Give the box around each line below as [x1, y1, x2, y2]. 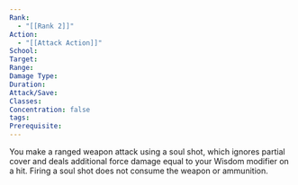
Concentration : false [9, 105, 91, 114]
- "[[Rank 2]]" [17, 22, 75, 31]
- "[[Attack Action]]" [17, 38, 103, 48]
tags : [9, 113, 30, 122]
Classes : [9, 96, 42, 106]
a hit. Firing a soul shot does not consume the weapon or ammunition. [9, 165, 268, 176]
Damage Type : [9, 72, 59, 81]
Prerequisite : [9, 122, 63, 131]
